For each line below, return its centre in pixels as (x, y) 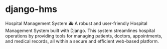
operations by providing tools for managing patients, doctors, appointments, (84, 35)
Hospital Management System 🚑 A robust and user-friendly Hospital (76, 23)
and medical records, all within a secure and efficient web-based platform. (82, 41)
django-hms (31, 9)
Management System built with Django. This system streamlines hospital (80, 30)
